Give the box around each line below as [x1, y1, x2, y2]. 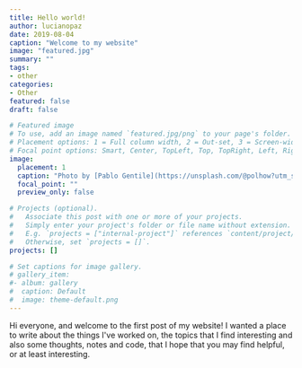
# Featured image [9, 121, 75, 130]
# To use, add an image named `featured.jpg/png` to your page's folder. [9, 129, 292, 139]
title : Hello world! [9, 13, 87, 22]
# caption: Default [9, 287, 87, 296]
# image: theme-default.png [9, 295, 119, 304]
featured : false [9, 96, 70, 106]
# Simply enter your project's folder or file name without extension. [9, 221, 292, 230]
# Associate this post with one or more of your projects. [9, 213, 244, 222]
